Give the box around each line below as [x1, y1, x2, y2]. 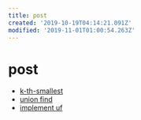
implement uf [19, 103, 63, 113]
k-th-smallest [19, 86, 64, 96]
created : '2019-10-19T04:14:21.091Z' [8, 19, 132, 27]
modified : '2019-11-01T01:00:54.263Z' [8, 26, 135, 34]
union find [19, 95, 53, 104]
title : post [8, 11, 47, 20]
